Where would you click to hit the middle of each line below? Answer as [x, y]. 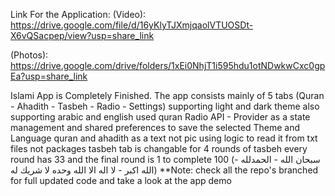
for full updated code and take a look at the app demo [121, 180]
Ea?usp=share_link [49, 76]
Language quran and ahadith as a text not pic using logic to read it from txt [164, 138]
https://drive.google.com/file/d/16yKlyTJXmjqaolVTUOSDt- [132, 25]
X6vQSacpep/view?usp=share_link [82, 35]
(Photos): [29, 55]
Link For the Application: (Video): [78, 14]
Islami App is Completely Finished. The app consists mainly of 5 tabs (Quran [167, 95]
